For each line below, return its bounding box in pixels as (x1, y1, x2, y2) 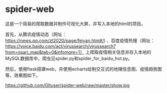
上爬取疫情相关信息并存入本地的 (85, 49, 151, 55)
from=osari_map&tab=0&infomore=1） (5, 49, 84, 55)
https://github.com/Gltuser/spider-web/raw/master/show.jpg (5, 82, 130, 88)
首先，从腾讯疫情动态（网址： (5, 31, 66, 37)
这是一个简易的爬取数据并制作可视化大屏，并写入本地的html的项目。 (5, 20, 146, 26)
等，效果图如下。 (5, 72, 40, 78)
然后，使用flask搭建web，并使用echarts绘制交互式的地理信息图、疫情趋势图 (5, 66, 162, 72)
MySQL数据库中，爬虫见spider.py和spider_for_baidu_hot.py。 (5, 55, 132, 61)
